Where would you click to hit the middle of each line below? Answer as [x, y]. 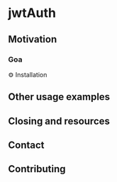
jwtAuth [32, 13]
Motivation [33, 39]
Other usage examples [59, 97]
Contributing [37, 169]
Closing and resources [59, 121]
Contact [26, 146]
